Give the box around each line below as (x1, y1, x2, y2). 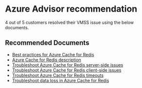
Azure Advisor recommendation (5, 3, 138, 15)
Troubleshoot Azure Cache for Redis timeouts (12, 72, 104, 78)
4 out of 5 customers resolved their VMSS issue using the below (5, 19, 134, 25)
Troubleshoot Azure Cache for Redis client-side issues (12, 67, 122, 73)
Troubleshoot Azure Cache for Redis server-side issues (12, 62, 124, 68)
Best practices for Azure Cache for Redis (12, 52, 94, 57)
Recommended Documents (5, 39, 89, 47)
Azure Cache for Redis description (12, 57, 81, 63)
